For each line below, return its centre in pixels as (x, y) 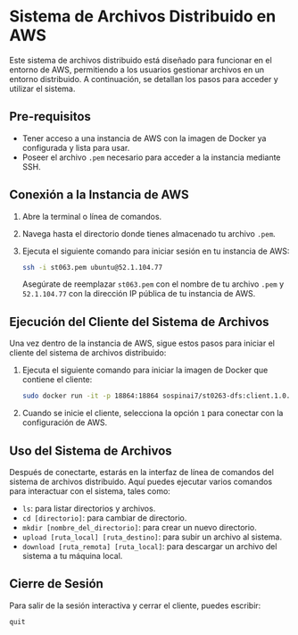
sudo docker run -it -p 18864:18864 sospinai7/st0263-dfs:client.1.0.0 (158, 396)
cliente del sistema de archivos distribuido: (88, 353)
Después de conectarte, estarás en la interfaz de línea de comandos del (142, 472)
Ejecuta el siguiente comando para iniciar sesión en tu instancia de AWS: (156, 251)
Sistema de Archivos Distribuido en (143, 17)
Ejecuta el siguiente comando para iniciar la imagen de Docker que (145, 370)
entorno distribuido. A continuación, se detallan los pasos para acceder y (144, 79)
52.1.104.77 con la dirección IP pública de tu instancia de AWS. (139, 294)
